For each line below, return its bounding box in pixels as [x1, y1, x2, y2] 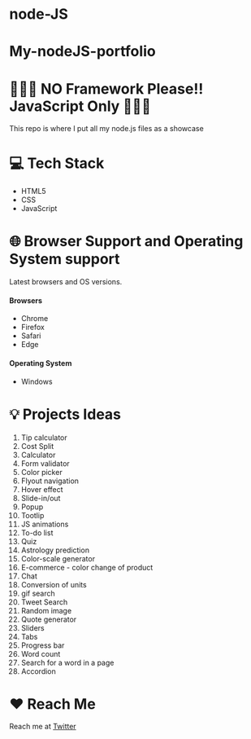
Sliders [20, 622, 45, 632]
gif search [20, 588, 55, 598]
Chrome [20, 314, 49, 323]
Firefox [20, 323, 45, 332]
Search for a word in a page [20, 658, 115, 667]
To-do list [20, 527, 54, 538]
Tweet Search [20, 596, 68, 607]
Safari [20, 331, 41, 341]
